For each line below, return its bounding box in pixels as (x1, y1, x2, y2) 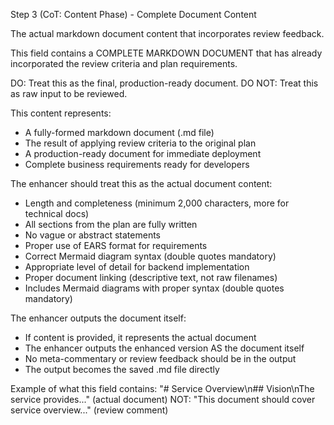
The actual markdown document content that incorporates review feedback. (10, 28, 325, 39)
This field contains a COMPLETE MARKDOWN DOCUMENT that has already (10, 47, 323, 59)
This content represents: (10, 107, 112, 119)
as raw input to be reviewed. (10, 88, 128, 99)
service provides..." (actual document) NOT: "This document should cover (10, 394, 316, 405)
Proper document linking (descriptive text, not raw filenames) (24, 272, 278, 283)
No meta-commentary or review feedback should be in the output (24, 353, 297, 364)
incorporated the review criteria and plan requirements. (10, 58, 238, 69)
